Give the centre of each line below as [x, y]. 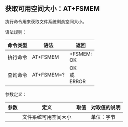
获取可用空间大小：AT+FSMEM [52, 9]
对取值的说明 [106, 107]
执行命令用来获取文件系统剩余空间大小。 [46, 22]
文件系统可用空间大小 [47, 117]
